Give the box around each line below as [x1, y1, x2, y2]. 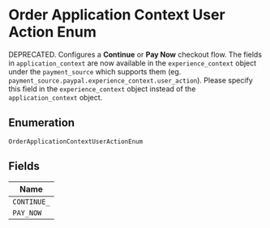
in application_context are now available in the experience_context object [8, 58, 257, 68]
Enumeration [8, 116, 75, 130]
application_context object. [8, 92, 103, 102]
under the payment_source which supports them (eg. [8, 66, 182, 76]
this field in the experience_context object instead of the [8, 83, 196, 94]
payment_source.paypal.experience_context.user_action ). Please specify [8, 75, 253, 85]
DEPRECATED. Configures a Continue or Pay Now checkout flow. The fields [8, 49, 262, 59]
